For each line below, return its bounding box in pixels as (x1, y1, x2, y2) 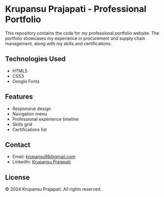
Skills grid (12, 121, 33, 127)
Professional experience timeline (12, 116, 79, 122)
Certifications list (12, 126, 47, 132)
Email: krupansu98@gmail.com (12, 154, 75, 160)
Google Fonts (12, 78, 40, 84)
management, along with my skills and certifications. (5, 40, 112, 46)
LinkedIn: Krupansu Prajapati (12, 159, 71, 165)
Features (5, 92, 33, 101)
